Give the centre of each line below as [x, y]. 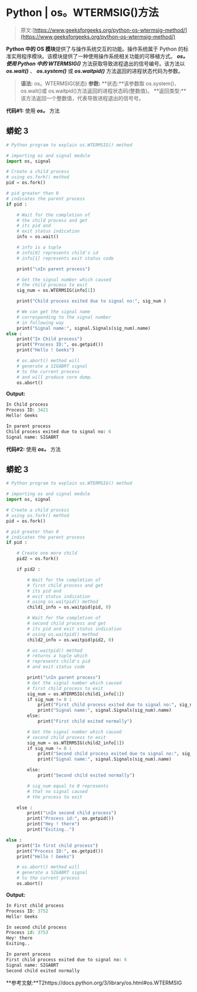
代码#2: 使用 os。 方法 [33, 449]
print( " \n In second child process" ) [72, 813]
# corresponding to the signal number [64, 317]
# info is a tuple [39, 247]
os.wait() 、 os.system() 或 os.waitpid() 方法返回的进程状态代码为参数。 [95, 71]
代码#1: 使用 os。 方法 [33, 111]
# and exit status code [56, 667]
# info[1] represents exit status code [65, 258]
